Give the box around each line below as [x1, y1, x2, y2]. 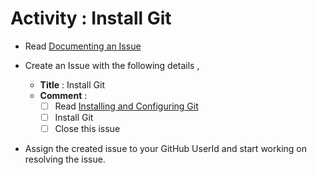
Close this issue [54, 123, 121, 135]
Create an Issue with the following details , [24, 59, 200, 71]
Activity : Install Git [10, 7, 172, 30]
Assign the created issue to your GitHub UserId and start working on [24, 143, 307, 155]
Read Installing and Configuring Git [54, 100, 199, 112]
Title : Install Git [39, 78, 106, 91]
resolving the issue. [24, 153, 106, 166]
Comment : [39, 89, 88, 101]
